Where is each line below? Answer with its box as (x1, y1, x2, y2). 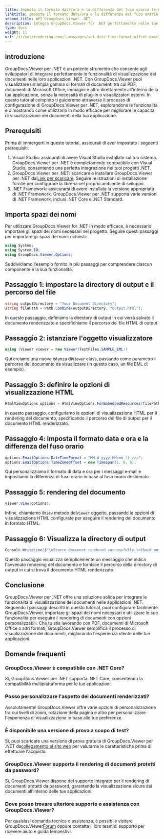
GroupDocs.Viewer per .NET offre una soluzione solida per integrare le (5, 594, 147, 600)
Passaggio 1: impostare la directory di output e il (5, 280, 154, 289)
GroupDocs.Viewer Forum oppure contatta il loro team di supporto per (5, 823, 145, 829)
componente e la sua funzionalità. (5, 266, 73, 272)
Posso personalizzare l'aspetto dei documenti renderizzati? (5, 693, 150, 700)
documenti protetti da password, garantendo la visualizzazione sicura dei (5, 783, 152, 789)
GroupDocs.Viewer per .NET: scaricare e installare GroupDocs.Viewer (12, 170, 153, 176)
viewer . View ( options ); (5, 501, 51, 506)
